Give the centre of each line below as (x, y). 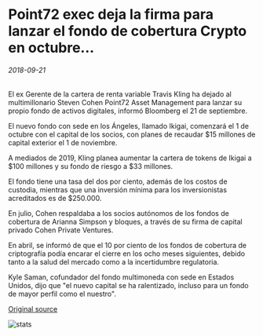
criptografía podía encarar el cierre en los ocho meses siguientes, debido (127, 254)
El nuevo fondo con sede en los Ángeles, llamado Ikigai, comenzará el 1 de (129, 126)
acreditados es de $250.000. (55, 199)
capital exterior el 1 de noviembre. (63, 143)
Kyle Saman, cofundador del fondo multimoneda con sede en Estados (121, 277)
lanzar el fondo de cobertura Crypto (128, 31)
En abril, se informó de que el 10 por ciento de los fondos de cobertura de (128, 246)
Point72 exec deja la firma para (111, 15)
